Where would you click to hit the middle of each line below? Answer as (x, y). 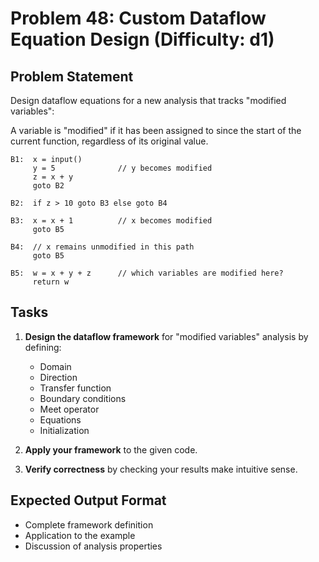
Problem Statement (72, 76)
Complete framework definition (89, 524)
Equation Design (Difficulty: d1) (142, 39)
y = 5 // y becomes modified (122, 168)
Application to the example (80, 535)
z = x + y (53, 177)
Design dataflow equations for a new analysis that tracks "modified (148, 100)
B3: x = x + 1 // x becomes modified (111, 221)
